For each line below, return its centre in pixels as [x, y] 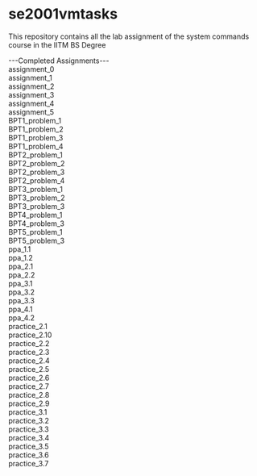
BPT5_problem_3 [37, 240]
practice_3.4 [29, 437]
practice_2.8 [29, 395]
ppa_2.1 [21, 266]
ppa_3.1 [21, 283]
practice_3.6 [29, 455]
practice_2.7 [29, 386]
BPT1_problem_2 [36, 129]
